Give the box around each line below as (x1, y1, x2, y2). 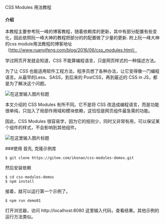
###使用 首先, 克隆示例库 (5, 146, 56, 152)
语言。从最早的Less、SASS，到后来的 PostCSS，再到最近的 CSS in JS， (5, 74, 154, 80)
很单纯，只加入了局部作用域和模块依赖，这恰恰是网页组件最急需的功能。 (5, 108, 153, 114)
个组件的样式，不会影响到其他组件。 (5, 124, 79, 130)
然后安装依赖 (5, 165, 31, 171)
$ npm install (5, 179, 35, 184)
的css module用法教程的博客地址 (5, 41, 72, 47)
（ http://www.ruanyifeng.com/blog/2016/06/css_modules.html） (5, 47, 137, 53)
